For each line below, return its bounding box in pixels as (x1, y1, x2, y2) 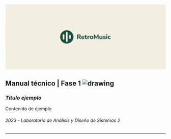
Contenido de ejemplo (5, 106, 52, 112)
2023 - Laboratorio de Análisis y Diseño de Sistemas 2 (5, 117, 121, 123)
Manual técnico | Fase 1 (5, 79, 81, 88)
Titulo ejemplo (5, 95, 42, 102)
